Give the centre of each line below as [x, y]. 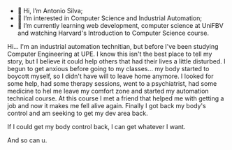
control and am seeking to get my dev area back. [78, 113]
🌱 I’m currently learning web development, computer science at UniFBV [120, 25]
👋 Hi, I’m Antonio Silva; [50, 11]
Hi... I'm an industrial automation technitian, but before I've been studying [113, 46]
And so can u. [27, 140]
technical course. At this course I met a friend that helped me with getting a [116, 98]
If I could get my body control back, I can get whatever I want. [96, 127]
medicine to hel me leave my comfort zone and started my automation [108, 91]
